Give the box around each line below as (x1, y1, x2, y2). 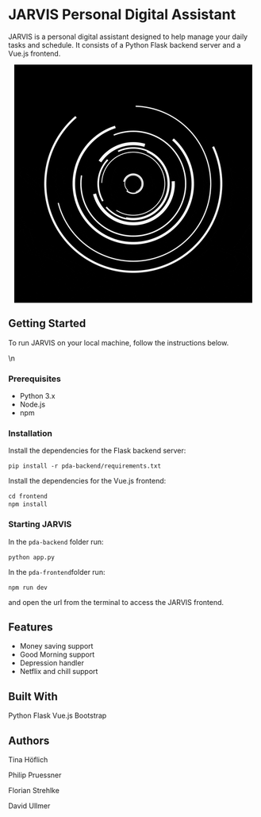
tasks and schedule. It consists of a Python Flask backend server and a (8, 40, 241, 49)
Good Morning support (19, 649, 95, 660)
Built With (8, 689, 58, 703)
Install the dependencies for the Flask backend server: (8, 446, 186, 456)
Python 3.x (19, 391, 56, 401)
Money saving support (19, 642, 94, 651)
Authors (8, 734, 50, 747)
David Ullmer (8, 801, 51, 811)
